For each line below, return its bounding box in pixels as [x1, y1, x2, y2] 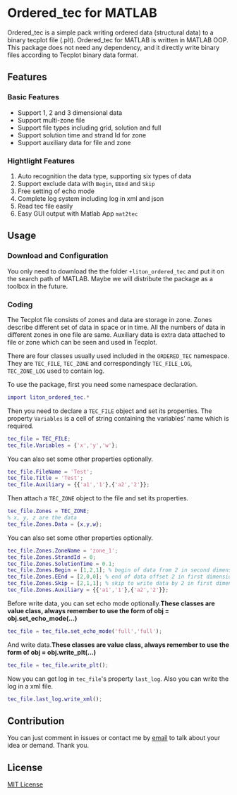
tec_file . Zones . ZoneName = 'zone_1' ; [7, 547, 119, 554]
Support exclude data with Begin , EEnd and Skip [17, 179, 155, 187]
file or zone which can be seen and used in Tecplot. [7, 338, 157, 346]
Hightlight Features [7, 156, 75, 166]
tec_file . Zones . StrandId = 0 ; [7, 553, 97, 561]
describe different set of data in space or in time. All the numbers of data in [7, 323, 226, 331]
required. [7, 421, 34, 430]
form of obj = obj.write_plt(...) [7, 648, 97, 656]
